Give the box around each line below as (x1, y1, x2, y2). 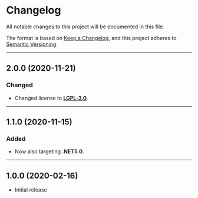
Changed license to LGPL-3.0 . (14, 94, 88, 101)
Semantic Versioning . (6, 41, 58, 48)
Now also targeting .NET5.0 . (14, 148, 84, 155)
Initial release (14, 186, 47, 193)
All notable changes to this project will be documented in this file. (6, 23, 165, 30)
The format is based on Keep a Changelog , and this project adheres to (6, 34, 177, 41)
